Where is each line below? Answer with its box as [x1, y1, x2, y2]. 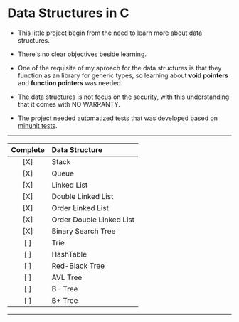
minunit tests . [17, 121, 58, 129]
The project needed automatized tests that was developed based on [17, 114, 218, 122]
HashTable [51, 249, 87, 259]
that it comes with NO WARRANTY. [17, 100, 121, 108]
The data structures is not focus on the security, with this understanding [17, 92, 230, 101]
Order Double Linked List [51, 215, 135, 225]
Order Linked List [51, 203, 109, 213]
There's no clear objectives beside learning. [17, 50, 147, 58]
